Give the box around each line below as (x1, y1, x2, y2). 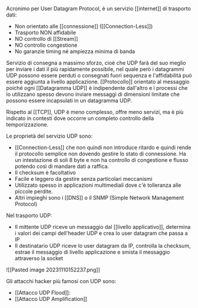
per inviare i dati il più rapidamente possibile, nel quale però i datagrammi (6, 66, 184, 73)
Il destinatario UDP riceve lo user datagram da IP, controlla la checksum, (14, 242, 191, 249)
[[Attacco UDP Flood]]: (14, 289, 71, 296)
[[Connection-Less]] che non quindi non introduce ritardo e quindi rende (14, 144, 191, 151)
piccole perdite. (14, 188, 53, 194)
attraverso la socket (14, 255, 63, 262)
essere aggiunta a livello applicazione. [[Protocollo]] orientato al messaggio (6, 78, 190, 85)
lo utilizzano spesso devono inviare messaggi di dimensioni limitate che (6, 91, 180, 98)
